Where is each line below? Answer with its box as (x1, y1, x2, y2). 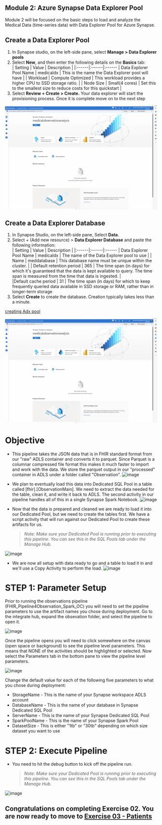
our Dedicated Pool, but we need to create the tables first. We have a (12, 511, 150, 517)
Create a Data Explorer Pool (5, 36, 89, 44)
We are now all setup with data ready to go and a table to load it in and (12, 560, 153, 566)
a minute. (12, 299, 31, 305)
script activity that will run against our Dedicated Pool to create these (12, 516, 150, 522)
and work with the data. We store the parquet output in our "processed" (12, 466, 156, 472)
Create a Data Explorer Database (5, 219, 105, 227)
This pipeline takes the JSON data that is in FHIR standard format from (12, 451, 152, 457)
